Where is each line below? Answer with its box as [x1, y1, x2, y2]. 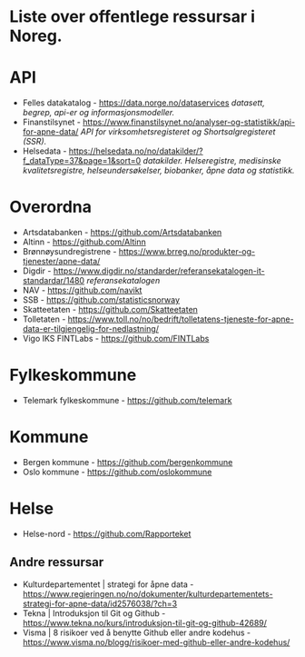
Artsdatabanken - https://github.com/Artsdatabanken [22, 227, 222, 238]
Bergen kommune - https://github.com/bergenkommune [22, 456, 233, 467]
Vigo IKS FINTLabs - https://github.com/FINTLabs [22, 333, 210, 344]
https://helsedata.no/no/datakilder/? [68, 145, 204, 156]
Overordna [9, 197, 93, 217]
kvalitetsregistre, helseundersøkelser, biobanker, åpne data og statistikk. [22, 165, 295, 176]
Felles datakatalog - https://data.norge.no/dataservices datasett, [22, 97, 265, 108]
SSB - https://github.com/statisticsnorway [22, 294, 180, 305]
